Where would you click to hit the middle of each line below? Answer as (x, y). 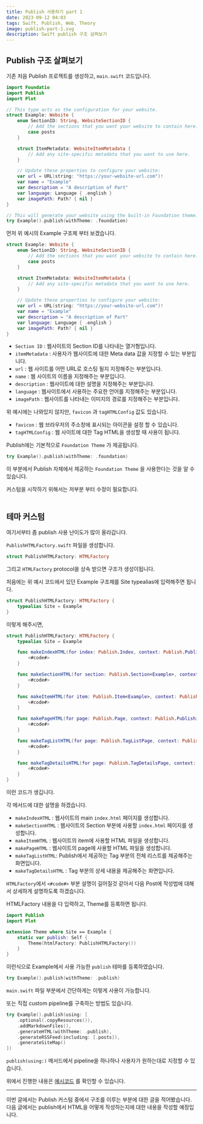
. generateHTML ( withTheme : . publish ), (65, 1032)
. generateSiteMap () (42, 1043)
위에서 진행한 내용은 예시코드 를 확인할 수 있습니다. (66, 1081)
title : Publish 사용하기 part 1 (44, 12)
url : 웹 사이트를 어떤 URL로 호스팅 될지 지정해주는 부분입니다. (89, 369)
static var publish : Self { (52, 937)
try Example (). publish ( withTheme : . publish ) (63, 978)
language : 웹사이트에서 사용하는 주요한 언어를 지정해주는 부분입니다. (96, 392)
